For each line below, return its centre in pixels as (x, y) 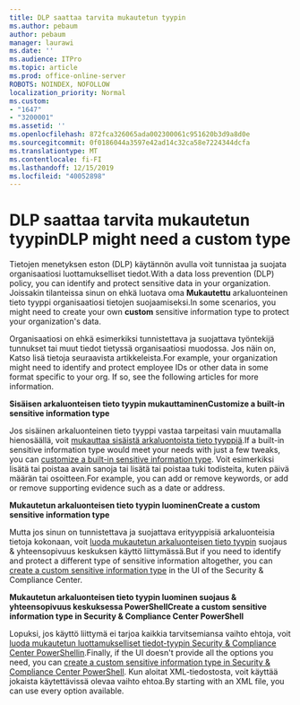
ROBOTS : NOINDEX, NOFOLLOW (60, 84)
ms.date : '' (31, 51)
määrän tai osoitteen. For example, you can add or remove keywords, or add (149, 479)
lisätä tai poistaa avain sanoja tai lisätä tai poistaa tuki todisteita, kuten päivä (149, 469)
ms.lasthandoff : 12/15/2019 (62, 168)
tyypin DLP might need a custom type (150, 239)
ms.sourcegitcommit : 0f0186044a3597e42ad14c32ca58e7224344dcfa (130, 143)
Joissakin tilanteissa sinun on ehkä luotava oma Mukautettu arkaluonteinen (149, 293)
